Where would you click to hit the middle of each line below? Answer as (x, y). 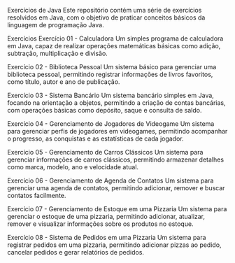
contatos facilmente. (37, 196)
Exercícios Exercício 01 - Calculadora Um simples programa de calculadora (115, 38)
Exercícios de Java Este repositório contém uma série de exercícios (105, 10)
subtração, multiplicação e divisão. (58, 53)
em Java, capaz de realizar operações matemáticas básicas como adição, (114, 46)
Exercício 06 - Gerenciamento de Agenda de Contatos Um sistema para (111, 180)
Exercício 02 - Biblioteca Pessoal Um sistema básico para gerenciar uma (112, 67)
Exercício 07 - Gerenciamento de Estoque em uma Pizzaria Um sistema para (117, 209)
